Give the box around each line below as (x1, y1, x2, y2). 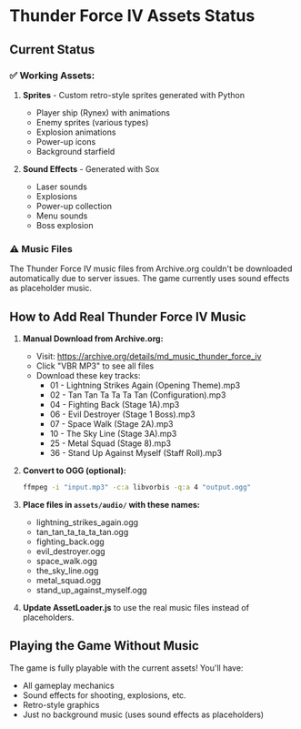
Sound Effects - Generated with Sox (22, 163, 160, 174)
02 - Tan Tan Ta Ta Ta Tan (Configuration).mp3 (49, 389, 226, 400)
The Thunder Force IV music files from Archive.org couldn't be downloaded (9, 263, 293, 274)
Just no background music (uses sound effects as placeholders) (22, 709, 265, 720)
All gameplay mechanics (22, 680, 115, 691)
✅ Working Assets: (9, 69, 95, 82)
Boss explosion (35, 219, 94, 230)
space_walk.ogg (35, 555, 98, 566)
